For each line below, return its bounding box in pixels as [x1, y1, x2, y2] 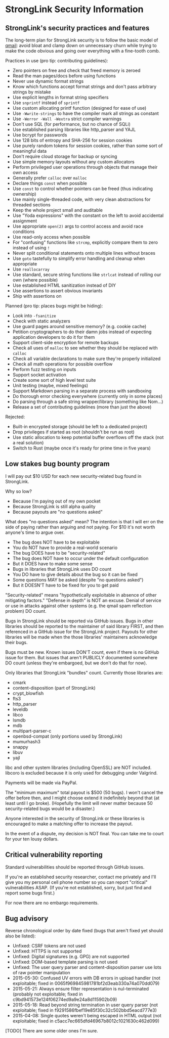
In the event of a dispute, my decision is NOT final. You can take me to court [5, 830, 164, 836]
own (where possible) [12, 277, 58, 283]
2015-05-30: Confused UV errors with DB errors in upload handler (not [12, 975, 160, 981]
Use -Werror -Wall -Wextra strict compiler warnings [12, 116, 122, 122]
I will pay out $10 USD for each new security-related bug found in [5, 473, 142, 479]
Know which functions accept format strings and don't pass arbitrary [12, 83, 157, 89]
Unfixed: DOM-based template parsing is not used [12, 959, 118, 965]
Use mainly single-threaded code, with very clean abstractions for [12, 196, 151, 202]
